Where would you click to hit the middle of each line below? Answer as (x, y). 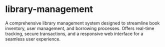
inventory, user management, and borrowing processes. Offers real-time (80, 28)
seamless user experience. (33, 39)
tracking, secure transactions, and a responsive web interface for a (74, 33)
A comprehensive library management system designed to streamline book (82, 23)
